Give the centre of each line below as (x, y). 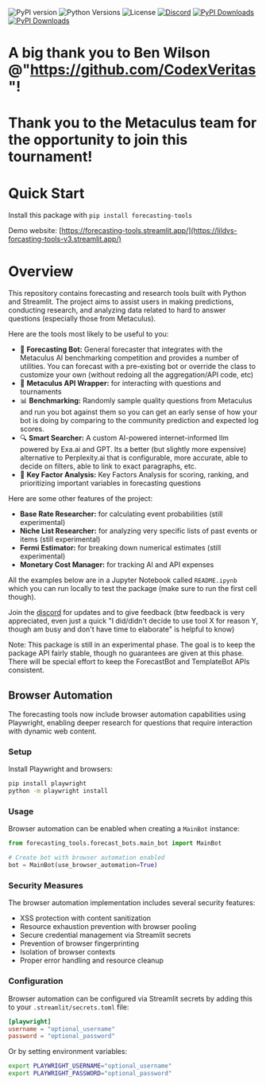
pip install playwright (48, 784)
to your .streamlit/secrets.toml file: (69, 1007)
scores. (32, 429)
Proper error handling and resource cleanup (92, 961)
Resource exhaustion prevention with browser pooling (108, 927)
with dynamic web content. (52, 731)
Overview (41, 271)
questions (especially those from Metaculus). (82, 319)
